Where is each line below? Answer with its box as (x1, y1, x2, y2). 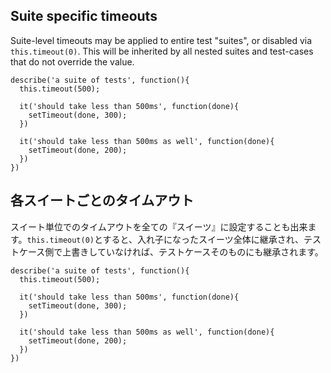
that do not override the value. (10, 55, 135, 68)
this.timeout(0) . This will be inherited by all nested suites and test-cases (10, 45, 314, 57)
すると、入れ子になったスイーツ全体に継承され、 (102, 233, 304, 245)
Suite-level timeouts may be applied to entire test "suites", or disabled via (10, 34, 313, 46)
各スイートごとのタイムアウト (10, 192, 195, 209)
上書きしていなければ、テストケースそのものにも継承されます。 (62, 245, 324, 258)
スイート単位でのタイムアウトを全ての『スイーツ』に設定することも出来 (10, 220, 308, 233)
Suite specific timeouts (10, 8, 158, 25)
